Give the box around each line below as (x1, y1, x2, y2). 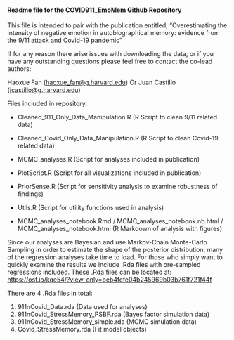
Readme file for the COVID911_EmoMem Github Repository (7, 6, 182, 14)
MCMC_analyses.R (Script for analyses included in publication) (17, 155, 200, 164)
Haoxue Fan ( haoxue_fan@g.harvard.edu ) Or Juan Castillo (7, 78, 176, 87)
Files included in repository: (7, 99, 88, 108)
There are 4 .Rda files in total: (7, 289, 93, 298)
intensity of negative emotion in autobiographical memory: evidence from (7, 29, 220, 37)
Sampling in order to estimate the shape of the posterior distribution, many (7, 246, 223, 254)
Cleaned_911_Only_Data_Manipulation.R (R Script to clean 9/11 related (17, 113, 218, 122)
